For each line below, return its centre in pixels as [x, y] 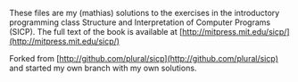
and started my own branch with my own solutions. [103, 68]
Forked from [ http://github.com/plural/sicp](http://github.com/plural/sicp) [144, 58]
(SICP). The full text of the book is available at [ [96, 32]
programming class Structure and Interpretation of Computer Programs [140, 22]
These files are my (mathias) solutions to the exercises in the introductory [145, 13]
